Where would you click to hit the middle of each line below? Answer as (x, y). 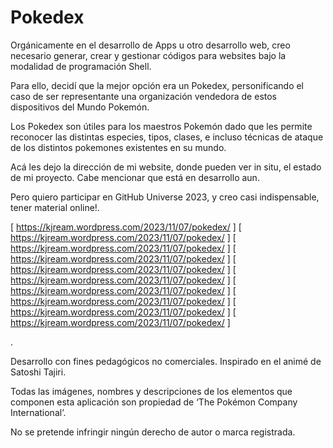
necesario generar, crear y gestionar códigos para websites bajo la (148, 55)
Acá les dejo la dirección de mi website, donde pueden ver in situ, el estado (166, 167)
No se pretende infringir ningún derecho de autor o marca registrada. (153, 432)
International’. (38, 412)
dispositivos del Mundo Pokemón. (80, 107)
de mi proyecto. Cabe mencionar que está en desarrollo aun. (135, 177)
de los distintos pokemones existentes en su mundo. (118, 147)
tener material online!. (55, 207)
